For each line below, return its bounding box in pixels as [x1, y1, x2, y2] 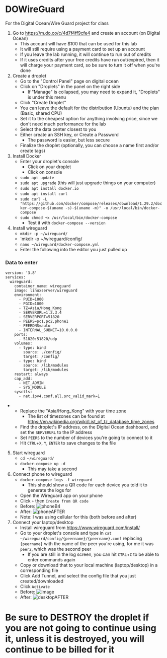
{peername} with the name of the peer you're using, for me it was [20, 541, 154, 547]
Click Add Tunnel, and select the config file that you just [20, 573, 136, 579]
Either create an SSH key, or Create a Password [20, 131, 119, 137]
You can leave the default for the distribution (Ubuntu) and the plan [20, 105, 159, 111]
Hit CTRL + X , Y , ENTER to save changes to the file [20, 440, 116, 446]
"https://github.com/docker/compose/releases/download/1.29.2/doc [20, 201, 162, 206]
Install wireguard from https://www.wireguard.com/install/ [20, 525, 140, 531]
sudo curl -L [20, 196, 48, 202]
